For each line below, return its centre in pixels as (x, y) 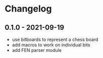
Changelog (28, 9)
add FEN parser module (37, 50)
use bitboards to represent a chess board (55, 39)
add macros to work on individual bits (51, 45)
